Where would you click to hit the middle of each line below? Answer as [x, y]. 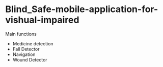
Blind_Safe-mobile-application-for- [82, 9]
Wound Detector [30, 59]
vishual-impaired [42, 20]
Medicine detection [33, 43]
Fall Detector [26, 49]
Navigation [24, 54]
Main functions [21, 34]
